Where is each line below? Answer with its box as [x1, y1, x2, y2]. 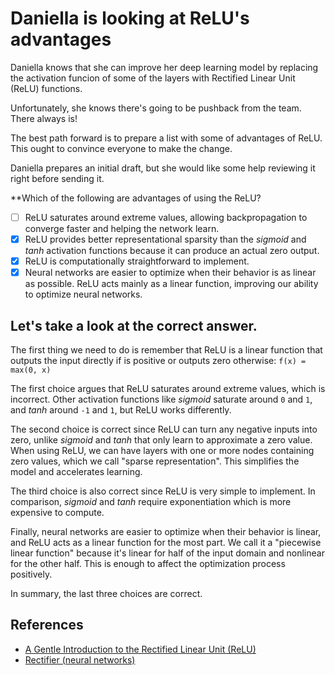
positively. [10, 568, 53, 580]
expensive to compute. [10, 507, 105, 518]
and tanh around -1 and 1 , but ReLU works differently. [10, 404, 232, 416]
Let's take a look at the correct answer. [10, 317, 258, 334]
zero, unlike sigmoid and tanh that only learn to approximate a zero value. [10, 434, 313, 446]
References [10, 617, 84, 634]
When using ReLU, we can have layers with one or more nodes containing [10, 445, 315, 456]
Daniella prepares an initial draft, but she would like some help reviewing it [10, 162, 316, 174]
